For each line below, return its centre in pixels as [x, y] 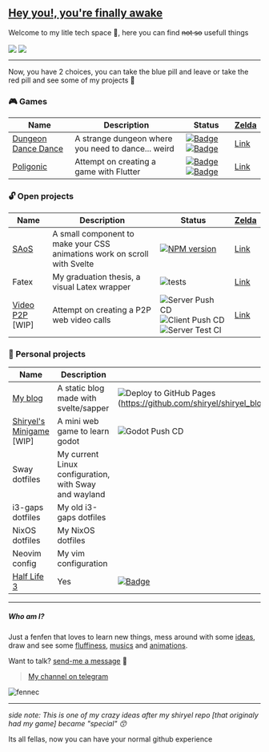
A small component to [93, 233]
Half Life [28, 576]
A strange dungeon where [124, 139]
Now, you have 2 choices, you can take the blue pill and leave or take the [128, 71]
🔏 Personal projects [47, 354]
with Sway [76, 484]
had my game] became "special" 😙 [68, 723]
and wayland [81, 494]
